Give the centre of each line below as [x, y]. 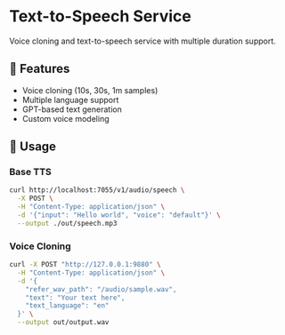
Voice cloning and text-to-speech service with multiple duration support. [142, 41]
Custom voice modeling [65, 118]
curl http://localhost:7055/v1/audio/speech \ [97, 190]
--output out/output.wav [63, 323]
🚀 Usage [33, 147]
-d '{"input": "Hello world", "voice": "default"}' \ [119, 215]
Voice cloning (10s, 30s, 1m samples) [90, 90]
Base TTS [30, 172]
